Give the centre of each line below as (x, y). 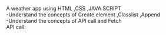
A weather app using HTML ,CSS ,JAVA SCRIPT (64, 8)
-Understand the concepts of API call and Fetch (64, 21)
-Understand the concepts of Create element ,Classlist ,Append (83, 15)
